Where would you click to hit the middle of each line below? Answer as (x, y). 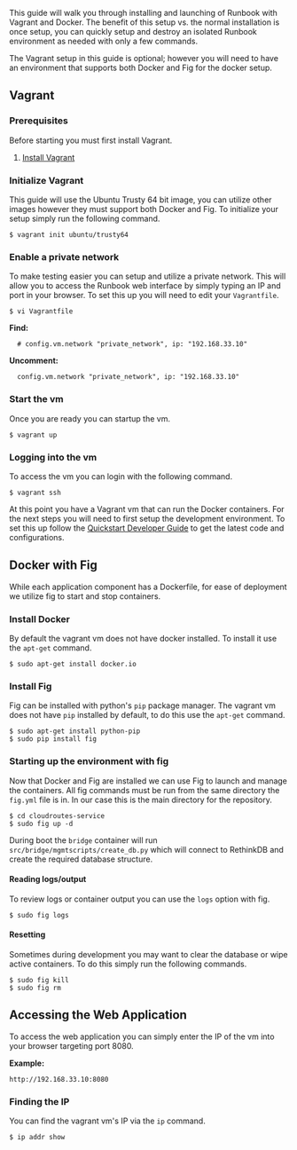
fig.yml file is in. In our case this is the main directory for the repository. (141, 799)
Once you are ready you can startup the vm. (90, 418)
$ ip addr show (37, 1138)
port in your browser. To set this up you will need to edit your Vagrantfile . (144, 295)
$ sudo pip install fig (53, 739)
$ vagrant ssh (35, 492)
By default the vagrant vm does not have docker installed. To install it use (143, 638)
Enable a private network (64, 256)
